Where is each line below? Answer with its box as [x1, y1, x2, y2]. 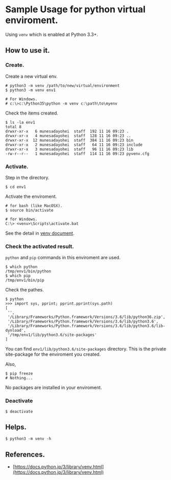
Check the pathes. [5, 287, 44, 293]
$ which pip [5, 273, 31, 279]
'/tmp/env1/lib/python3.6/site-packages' [7, 332, 97, 338]
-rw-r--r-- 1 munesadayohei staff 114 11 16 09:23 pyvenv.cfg [5, 151, 150, 156]
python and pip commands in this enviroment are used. [5, 255, 121, 261]
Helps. [5, 423, 27, 431]
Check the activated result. [5, 243, 74, 250]
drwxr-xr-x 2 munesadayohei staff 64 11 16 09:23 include [5, 142, 143, 147]
